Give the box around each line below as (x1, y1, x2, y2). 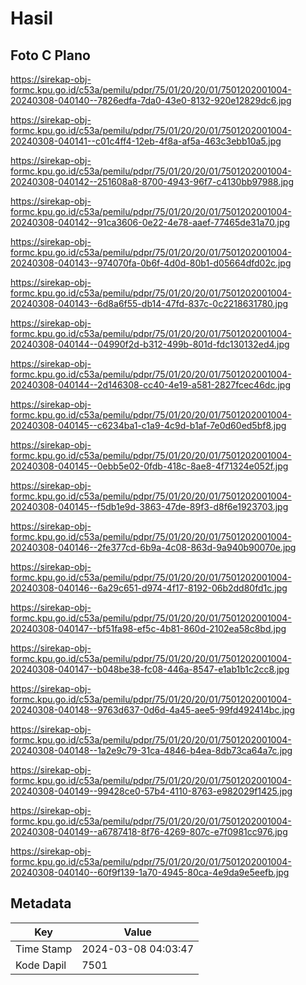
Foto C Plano (10, 47, 91, 64)
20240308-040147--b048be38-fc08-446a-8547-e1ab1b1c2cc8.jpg (10, 663, 290, 675)
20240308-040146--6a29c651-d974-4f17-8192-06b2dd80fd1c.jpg (10, 582, 288, 594)
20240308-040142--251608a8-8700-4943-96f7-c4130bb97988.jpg (10, 176, 294, 187)
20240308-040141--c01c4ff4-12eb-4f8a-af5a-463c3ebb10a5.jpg (10, 135, 282, 147)
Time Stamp (15, 942, 73, 956)
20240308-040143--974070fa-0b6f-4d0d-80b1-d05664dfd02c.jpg (10, 257, 292, 269)
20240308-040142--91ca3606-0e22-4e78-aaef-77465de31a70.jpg (10, 217, 291, 228)
